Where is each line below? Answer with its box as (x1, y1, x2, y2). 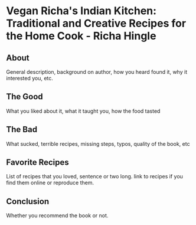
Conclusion (6, 196, 50, 206)
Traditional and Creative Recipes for (6, 17, 187, 30)
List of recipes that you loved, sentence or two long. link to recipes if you (6, 173, 183, 180)
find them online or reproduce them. (6, 179, 94, 187)
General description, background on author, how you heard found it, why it (6, 69, 188, 75)
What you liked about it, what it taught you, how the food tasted (6, 107, 161, 115)
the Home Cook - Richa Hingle (6, 30, 156, 43)
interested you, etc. (6, 75, 53, 81)
